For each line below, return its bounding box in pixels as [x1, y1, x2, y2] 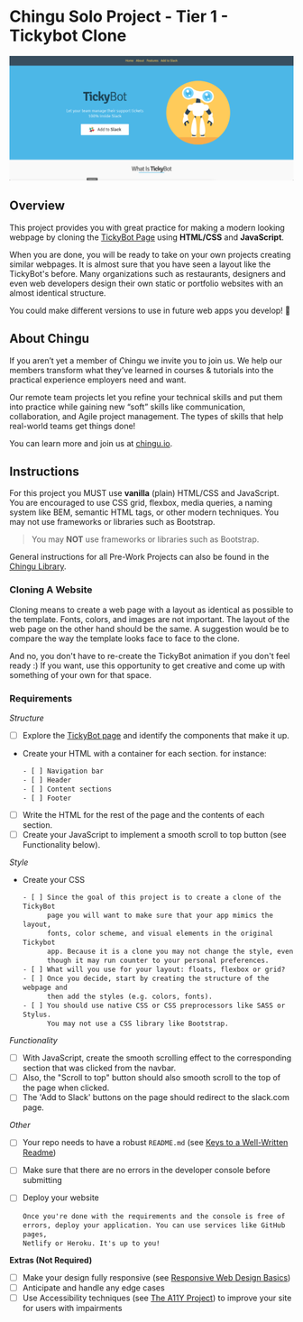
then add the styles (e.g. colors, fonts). [46, 992, 214, 1002]
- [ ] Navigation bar [22, 767, 104, 776]
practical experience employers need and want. [9, 374, 187, 385]
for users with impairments [22, 1302, 123, 1313]
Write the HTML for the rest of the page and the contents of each [22, 810, 265, 821]
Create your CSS [22, 875, 86, 886]
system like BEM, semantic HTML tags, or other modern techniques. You [9, 507, 280, 518]
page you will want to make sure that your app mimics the [46, 911, 273, 921]
